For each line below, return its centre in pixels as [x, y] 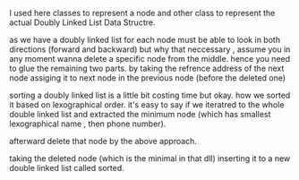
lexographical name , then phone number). [88, 124]
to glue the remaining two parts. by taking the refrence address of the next [147, 68]
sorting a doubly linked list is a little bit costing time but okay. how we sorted [150, 95]
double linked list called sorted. [67, 168]
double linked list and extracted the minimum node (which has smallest [140, 114]
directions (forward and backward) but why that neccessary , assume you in [150, 49]
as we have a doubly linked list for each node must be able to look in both [145, 40]
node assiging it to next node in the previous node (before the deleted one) [148, 78]
